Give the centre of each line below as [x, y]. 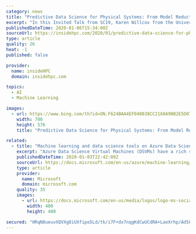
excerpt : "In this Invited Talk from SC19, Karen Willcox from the [90, 22]
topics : [15, 87]
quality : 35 [31, 190]
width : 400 [40, 206]
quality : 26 [20, 44]
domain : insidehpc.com [39, 77]
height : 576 [31, 125]
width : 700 [30, 119]
